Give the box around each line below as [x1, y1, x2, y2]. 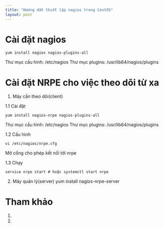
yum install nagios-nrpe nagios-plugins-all [5, 113, 100, 118]
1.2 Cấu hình [5, 131, 31, 137]
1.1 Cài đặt [5, 103, 26, 109]
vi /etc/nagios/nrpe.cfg [5, 141, 57, 146]
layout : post [5, 12, 33, 17]
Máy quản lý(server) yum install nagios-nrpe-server [12, 178, 120, 184]
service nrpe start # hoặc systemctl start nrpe [5, 170, 109, 175]
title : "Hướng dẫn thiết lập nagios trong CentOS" [5, 7, 113, 13]
